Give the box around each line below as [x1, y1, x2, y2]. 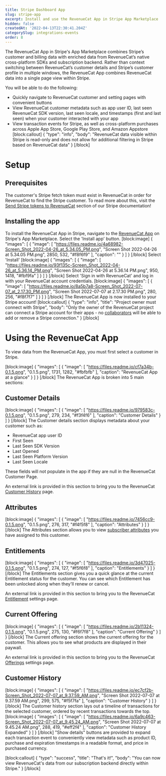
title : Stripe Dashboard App [5, 7, 65, 12]
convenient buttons [12, 99, 52, 105]
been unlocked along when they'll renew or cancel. [5, 581, 110, 587]
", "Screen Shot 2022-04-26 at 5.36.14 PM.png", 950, [50, 267, 159, 273]
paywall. [5, 644, 22, 650]
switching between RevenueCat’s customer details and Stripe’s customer [5, 64, 154, 70]
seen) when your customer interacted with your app [12, 115, 119, 121]
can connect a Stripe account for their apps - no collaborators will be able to [5, 309, 161, 316]
